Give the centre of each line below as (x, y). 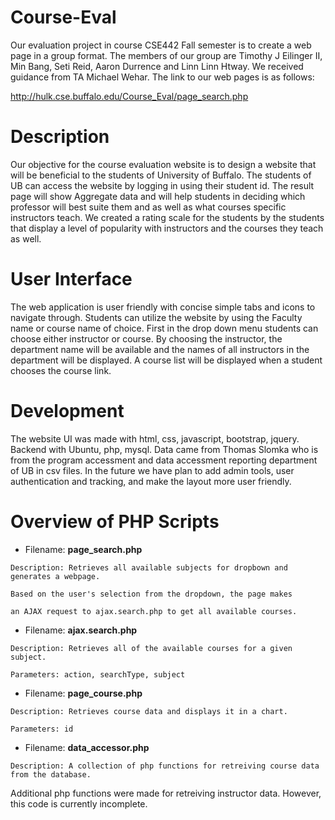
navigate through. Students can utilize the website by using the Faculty (156, 317)
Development (67, 411)
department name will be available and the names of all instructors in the (160, 349)
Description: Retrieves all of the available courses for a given (151, 648)
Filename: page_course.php (83, 693)
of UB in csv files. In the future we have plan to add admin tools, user (152, 470)
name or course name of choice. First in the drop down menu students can (164, 328)
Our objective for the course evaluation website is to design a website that (163, 164)
